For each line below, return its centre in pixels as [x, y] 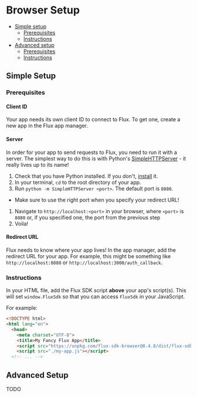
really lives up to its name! [38, 165]
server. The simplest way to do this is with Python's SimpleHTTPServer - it [96, 158]
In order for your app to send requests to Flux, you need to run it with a [92, 152]
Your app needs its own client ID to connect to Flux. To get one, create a [93, 119]
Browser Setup [43, 10]
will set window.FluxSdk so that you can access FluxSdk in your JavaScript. [96, 297]
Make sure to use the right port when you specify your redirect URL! [97, 200]
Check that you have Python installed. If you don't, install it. [86, 176]
